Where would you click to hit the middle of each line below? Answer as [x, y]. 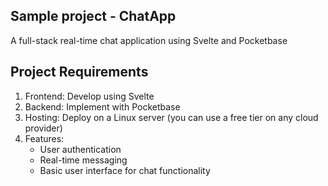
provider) [43, 128]
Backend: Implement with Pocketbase [102, 106]
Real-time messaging [83, 160]
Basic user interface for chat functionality [125, 170]
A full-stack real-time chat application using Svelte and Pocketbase [149, 40]
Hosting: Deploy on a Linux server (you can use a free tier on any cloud [171, 117]
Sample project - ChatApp [93, 16]
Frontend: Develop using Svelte [89, 96]
